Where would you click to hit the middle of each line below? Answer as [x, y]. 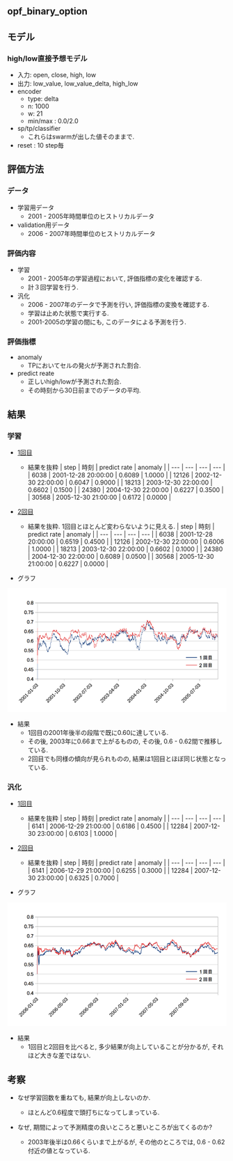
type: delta [43, 99]
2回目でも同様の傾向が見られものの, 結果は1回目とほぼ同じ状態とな [124, 759]
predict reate [35, 373]
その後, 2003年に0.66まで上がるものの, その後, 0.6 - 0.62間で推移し [125, 741]
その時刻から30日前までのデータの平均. [84, 390]
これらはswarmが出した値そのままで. [81, 137]
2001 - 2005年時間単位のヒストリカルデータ [91, 216]
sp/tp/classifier [39, 129]
